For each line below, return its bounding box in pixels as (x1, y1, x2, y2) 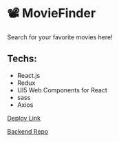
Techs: (7, 53, 38, 65)
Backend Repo (7, 127, 49, 135)
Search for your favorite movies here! (7, 32, 113, 41)
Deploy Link (7, 114, 41, 122)
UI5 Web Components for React (17, 85, 108, 94)
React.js (17, 71, 41, 79)
